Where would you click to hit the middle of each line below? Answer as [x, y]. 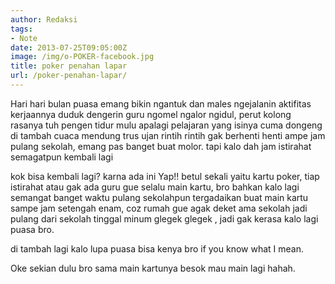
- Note [24, 38]
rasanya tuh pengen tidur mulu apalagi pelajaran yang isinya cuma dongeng [166, 125]
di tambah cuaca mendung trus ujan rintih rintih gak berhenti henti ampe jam [168, 135]
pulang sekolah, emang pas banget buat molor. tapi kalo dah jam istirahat [161, 146]
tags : [21, 29]
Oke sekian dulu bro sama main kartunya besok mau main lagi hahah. [153, 268]
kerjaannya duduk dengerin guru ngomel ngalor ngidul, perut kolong [151, 114]
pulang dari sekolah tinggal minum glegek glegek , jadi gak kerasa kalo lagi [164, 218]
